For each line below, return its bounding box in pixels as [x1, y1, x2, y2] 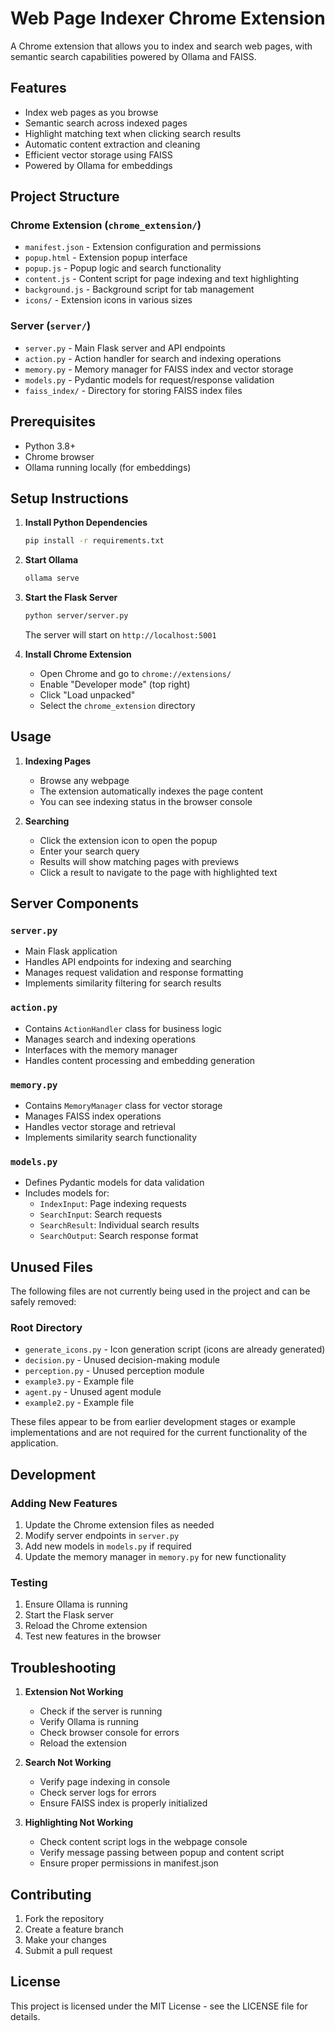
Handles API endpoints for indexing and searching [24, 956, 232, 968]
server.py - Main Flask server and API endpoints [24, 342, 226, 354]
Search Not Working [24, 1757, 112, 1769]
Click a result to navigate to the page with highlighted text [39, 866, 278, 878]
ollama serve [24, 573, 80, 584]
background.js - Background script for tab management [24, 283, 255, 296]
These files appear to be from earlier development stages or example [10, 1416, 296, 1428]
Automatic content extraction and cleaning [24, 138, 201, 150]
